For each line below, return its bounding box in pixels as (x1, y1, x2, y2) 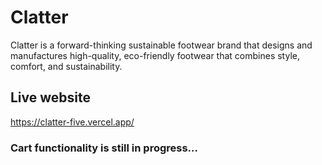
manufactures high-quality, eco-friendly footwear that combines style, (10, 49, 300, 61)
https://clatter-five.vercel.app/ (10, 116, 135, 128)
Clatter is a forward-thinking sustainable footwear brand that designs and (10, 39, 313, 51)
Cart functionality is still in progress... (10, 141, 198, 155)
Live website (10, 89, 92, 106)
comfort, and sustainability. (10, 60, 123, 72)
